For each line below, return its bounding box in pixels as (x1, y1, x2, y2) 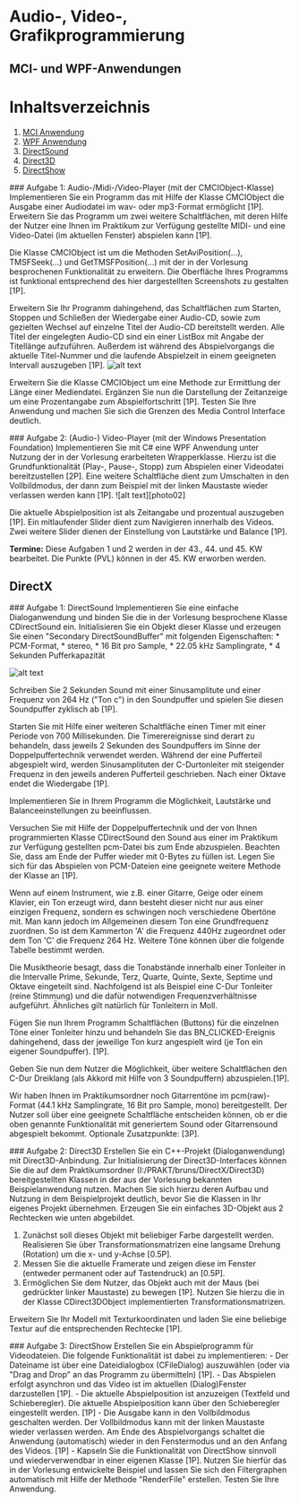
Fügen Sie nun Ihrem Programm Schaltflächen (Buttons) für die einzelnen (9, 1017, 279, 1028)
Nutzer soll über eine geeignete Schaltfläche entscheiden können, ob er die (9, 1110, 288, 1120)
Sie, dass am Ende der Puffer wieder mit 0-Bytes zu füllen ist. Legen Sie (9, 851, 276, 862)
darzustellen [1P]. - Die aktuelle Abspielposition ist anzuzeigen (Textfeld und (9, 1388, 291, 1399)
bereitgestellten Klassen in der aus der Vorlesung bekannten (9, 1174, 233, 1185)
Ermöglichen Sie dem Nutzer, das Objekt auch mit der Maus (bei (21, 1277, 260, 1288)
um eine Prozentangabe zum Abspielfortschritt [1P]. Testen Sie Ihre (9, 396, 257, 407)
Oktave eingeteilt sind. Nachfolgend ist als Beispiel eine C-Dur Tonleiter (9, 981, 273, 992)
